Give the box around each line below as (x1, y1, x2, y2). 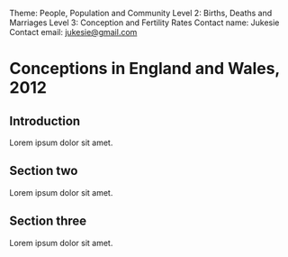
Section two (9, 163, 78, 179)
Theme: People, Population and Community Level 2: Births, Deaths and (9, 8, 273, 18)
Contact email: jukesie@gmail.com (9, 27, 138, 37)
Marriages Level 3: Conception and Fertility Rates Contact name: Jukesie (9, 17, 280, 28)
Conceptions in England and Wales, (9, 59, 281, 79)
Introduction (9, 113, 81, 129)
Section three (9, 214, 87, 229)
